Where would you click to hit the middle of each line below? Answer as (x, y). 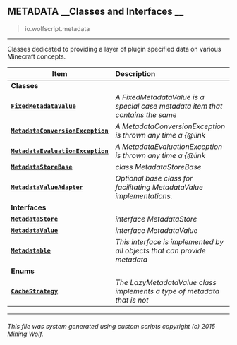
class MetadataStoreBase (158, 167)
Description (135, 73)
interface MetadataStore (156, 219)
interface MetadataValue (157, 230)
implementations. (144, 195)
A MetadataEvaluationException (169, 146)
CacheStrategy (35, 291)
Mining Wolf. (25, 334)
